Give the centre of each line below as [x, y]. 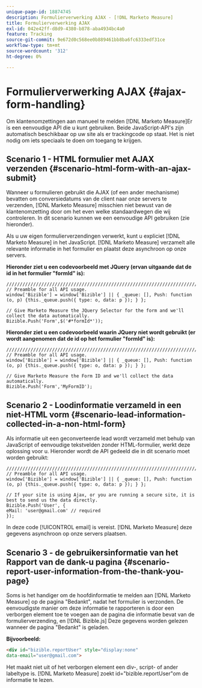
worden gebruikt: [28, 457]
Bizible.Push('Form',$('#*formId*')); [55, 321]
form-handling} [46, 104]
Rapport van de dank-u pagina [64, 562]
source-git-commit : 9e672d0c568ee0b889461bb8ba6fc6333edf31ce [86, 40]
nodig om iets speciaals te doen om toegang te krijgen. [74, 140]
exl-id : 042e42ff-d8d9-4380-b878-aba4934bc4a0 [66, 29]
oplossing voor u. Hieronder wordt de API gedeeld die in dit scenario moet [98, 451]
